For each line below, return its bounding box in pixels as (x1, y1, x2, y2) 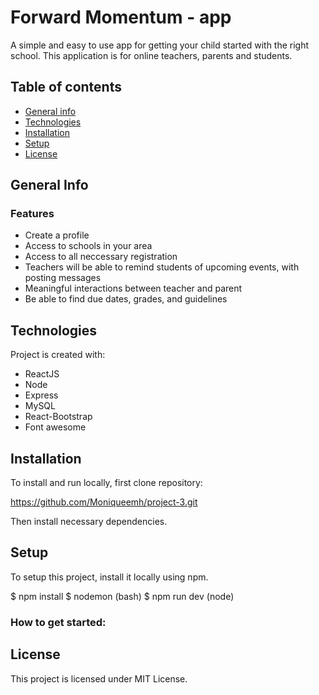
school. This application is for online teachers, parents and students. (10, 49, 293, 61)
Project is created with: (10, 349, 106, 361)
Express (24, 389, 59, 401)
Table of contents (10, 79, 122, 96)
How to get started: (10, 615, 107, 629)
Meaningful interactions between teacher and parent (24, 282, 243, 295)
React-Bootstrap (24, 411, 93, 423)
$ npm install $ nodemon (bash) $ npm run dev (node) (10, 590, 235, 602)
